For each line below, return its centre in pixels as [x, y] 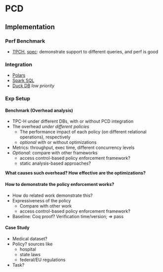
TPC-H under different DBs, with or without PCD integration [73, 121]
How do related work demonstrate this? [52, 195]
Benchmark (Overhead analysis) [39, 110]
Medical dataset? [30, 238]
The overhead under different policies [51, 127]
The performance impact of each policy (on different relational [83, 132]
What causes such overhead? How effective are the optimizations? [75, 173]
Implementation [30, 27]
